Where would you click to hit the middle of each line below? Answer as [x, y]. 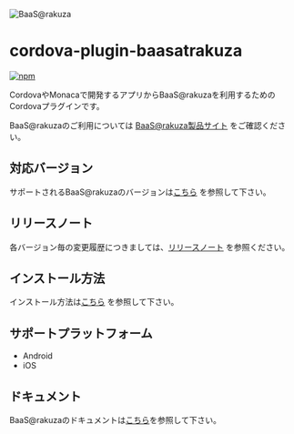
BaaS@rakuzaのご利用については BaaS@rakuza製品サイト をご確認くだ [144, 125]
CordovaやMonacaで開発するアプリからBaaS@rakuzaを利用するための [142, 95]
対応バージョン [51, 168]
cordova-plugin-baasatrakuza [126, 51]
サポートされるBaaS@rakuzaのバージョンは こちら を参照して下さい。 [140, 192]
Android [37, 356]
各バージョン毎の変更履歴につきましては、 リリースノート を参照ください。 [150, 247]
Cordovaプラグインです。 [57, 106]
